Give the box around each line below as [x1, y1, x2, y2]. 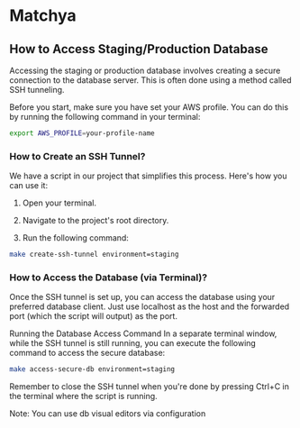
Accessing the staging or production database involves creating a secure [9, 65, 281, 76]
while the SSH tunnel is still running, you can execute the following [9, 338, 257, 349]
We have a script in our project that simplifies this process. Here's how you [9, 170, 287, 181]
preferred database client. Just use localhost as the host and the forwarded [9, 301, 290, 312]
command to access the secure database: [9, 348, 166, 359]
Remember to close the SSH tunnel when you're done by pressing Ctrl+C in [9, 381, 290, 392]
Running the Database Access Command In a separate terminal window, [9, 328, 277, 339]
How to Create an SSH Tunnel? [9, 150, 146, 162]
